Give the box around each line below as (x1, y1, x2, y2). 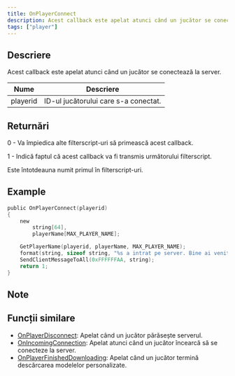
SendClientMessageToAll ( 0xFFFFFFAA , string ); (20, 256, 155, 263)
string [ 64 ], (32, 224, 68, 231)
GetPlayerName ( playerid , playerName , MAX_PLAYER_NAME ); (20, 243, 187, 251)
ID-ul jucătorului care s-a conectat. (44, 96, 162, 106)
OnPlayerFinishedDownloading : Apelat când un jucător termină (17, 353, 199, 361)
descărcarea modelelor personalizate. (17, 361, 127, 369)
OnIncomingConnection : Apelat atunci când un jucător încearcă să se (17, 338, 218, 347)
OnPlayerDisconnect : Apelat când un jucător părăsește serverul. (17, 330, 203, 340)
